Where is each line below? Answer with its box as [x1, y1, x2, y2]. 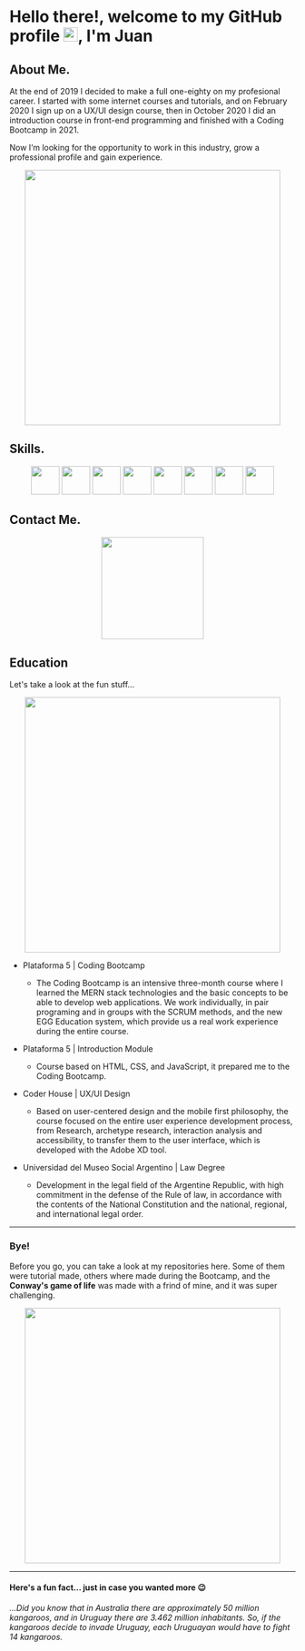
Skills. [9, 441, 45, 457]
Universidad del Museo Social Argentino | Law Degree [22, 1162, 225, 1173]
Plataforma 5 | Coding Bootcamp [22, 960, 145, 971]
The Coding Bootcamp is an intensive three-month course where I [35, 978, 283, 989]
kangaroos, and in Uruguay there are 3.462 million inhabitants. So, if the [9, 1612, 281, 1623]
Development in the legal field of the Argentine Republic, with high [35, 1180, 284, 1191]
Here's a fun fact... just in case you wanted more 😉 [9, 1582, 207, 1593]
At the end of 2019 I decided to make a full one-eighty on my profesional [9, 86, 280, 96]
